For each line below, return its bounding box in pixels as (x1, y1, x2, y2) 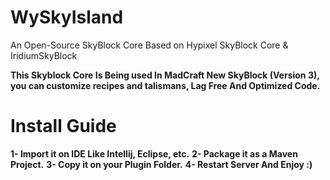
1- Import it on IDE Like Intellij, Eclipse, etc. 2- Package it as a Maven (10, 147, 298, 160)
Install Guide (10, 115, 117, 138)
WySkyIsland (10, 6, 124, 29)
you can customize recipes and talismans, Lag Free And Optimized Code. (10, 79, 321, 91)
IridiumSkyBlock (10, 49, 78, 61)
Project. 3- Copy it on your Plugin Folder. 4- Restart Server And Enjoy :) (10, 158, 313, 170)
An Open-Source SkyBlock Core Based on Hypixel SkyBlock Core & (10, 39, 289, 51)
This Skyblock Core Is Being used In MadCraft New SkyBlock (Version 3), (10, 69, 320, 81)
